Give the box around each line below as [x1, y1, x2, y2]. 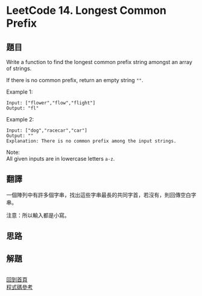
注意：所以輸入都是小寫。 [6, 211, 70, 219]
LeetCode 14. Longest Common [6, 4, 167, 18]
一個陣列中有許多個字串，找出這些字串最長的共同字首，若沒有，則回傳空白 [6, 191, 191, 198]
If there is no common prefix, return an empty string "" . [6, 77, 144, 83]
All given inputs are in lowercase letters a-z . [6, 155, 115, 162]
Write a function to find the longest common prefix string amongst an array [6, 59, 193, 65]
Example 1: [6, 88, 33, 95]
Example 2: [6, 116, 34, 123]
